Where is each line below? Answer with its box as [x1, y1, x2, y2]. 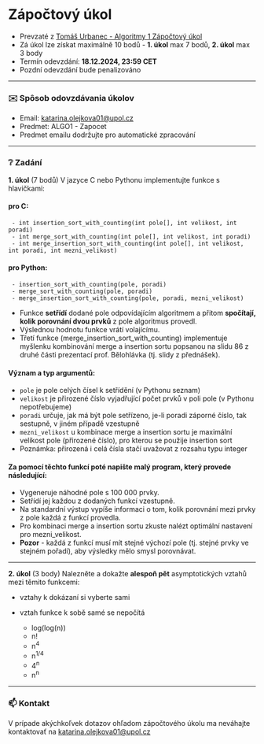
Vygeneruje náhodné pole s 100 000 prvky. [19, 488, 159, 498]
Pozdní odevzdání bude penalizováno [19, 65, 141, 74]
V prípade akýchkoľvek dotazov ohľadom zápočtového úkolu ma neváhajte [8, 719, 251, 728]
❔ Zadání [8, 157, 42, 168]
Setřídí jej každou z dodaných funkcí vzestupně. [19, 496, 175, 505]
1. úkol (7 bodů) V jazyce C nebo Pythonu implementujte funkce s [8, 175, 220, 184]
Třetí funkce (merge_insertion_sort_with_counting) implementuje [19, 333, 228, 342]
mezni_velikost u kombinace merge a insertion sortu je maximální [19, 428, 233, 437]
